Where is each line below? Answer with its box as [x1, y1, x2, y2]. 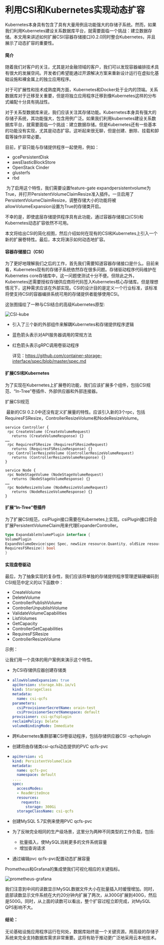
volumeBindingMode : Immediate [12, 724, 74, 729]
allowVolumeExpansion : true [12, 678, 69, 683]
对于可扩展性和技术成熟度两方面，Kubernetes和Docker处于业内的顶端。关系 [5, 87, 159, 93]
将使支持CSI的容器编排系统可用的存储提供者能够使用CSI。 [5, 291, 122, 297]
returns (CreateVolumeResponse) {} [11, 434, 84, 438]
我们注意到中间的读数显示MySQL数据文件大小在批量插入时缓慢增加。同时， [5, 886, 157, 892]
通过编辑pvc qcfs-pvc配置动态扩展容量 [12, 856, 90, 862]
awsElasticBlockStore [12, 159, 56, 165]
